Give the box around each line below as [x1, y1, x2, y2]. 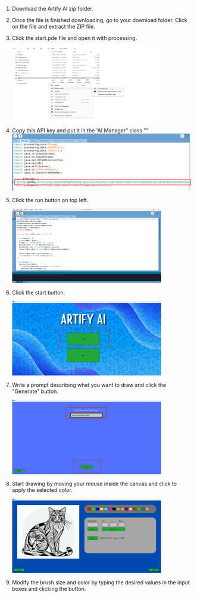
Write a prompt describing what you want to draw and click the [11, 381, 167, 388]
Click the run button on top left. [11, 196, 89, 203]
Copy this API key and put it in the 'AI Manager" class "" [11, 127, 149, 134]
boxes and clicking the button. [11, 585, 86, 592]
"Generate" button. [11, 388, 58, 395]
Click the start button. [11, 289, 65, 296]
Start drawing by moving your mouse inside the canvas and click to [11, 480, 177, 487]
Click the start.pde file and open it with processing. [11, 35, 137, 41]
